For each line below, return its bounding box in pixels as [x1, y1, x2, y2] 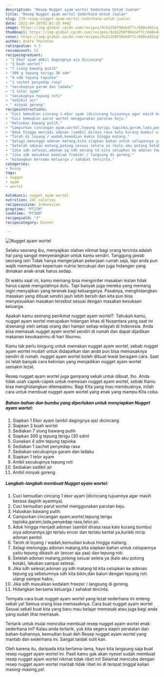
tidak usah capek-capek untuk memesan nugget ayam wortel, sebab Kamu [5, 378, 156, 384]
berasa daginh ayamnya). [12, 498, 64, 504]
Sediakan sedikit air [12, 464, 53, 470]
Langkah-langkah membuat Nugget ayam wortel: [5, 480, 109, 486]
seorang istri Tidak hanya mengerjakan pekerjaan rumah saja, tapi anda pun [5, 257, 158, 264]
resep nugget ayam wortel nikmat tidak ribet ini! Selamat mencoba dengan [5, 656, 155, 662]
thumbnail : [5, 30, 28, 35]
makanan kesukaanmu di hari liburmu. [5, 333, 82, 339]
